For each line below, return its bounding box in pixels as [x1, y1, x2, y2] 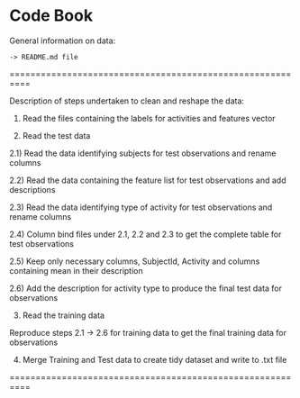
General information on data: [9, 35, 116, 46]
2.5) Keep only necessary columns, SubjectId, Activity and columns [9, 256, 260, 267]
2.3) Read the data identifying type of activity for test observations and [9, 202, 273, 213]
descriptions [9, 184, 56, 194]
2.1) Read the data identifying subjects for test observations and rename [9, 148, 277, 158]
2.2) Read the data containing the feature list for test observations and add [9, 175, 286, 185]
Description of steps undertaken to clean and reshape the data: [9, 95, 245, 106]
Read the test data [22, 130, 91, 140]
